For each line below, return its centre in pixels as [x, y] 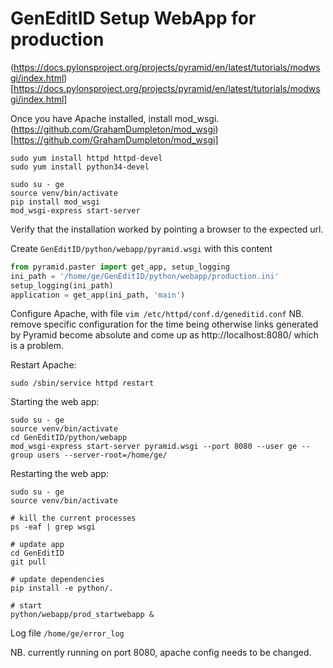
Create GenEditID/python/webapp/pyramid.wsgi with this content [141, 248]
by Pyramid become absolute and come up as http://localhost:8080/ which [164, 335]
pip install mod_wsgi [55, 202]
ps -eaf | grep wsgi [53, 527]
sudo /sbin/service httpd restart [82, 383]
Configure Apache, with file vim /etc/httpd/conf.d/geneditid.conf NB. [157, 314]
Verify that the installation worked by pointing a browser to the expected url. [167, 229]
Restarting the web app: [59, 474]
